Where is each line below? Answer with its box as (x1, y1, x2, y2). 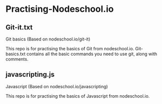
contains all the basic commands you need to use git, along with (26, 51, 158, 57)
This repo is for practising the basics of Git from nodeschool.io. (5, 46, 134, 51)
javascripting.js (5, 70, 55, 79)
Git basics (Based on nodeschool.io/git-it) (5, 36, 90, 42)
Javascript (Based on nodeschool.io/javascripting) (5, 83, 108, 89)
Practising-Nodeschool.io (5, 3, 114, 15)
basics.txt (5, 51, 26, 57)
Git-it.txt (5, 23, 33, 32)
